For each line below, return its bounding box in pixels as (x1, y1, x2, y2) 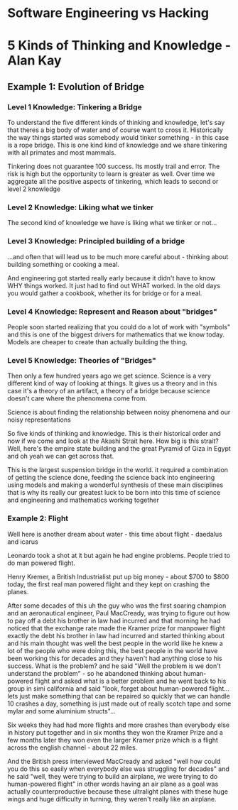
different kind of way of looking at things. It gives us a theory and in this (7, 379, 217, 388)
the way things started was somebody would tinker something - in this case (7, 133, 229, 142)
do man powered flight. (7, 559, 76, 567)
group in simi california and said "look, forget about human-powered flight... (7, 684, 229, 693)
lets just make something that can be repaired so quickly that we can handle (7, 691, 230, 700)
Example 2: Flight (7, 513, 69, 523)
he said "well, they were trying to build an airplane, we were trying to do (7, 772, 218, 780)
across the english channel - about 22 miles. (7, 743, 138, 752)
